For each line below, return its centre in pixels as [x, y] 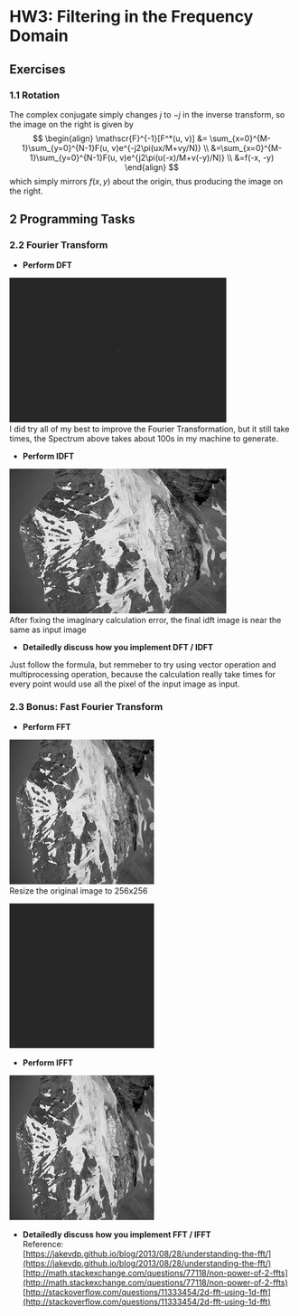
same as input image [48, 630]
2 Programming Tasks [72, 219]
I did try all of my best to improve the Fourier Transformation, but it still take [149, 429]
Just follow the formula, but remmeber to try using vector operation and [143, 664]
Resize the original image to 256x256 [79, 890]
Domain [39, 36]
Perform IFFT [48, 1062]
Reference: [43, 1244]
